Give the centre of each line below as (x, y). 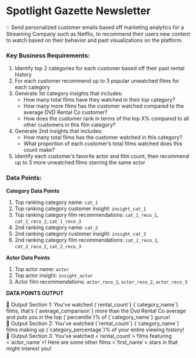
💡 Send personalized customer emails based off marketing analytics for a (95, 27)
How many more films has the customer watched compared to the (104, 106)
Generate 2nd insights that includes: (59, 131)
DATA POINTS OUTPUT (35, 293)
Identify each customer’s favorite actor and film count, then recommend (102, 156)
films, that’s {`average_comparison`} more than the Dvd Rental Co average (96, 311)
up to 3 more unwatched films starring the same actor (80, 162)
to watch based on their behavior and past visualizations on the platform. (94, 40)
